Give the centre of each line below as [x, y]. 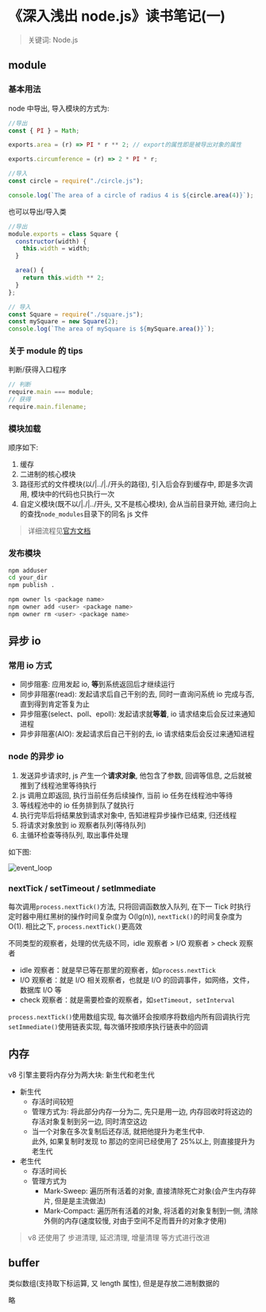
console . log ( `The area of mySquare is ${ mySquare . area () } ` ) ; [112, 329]
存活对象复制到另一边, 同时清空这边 [89, 1121]
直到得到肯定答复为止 [54, 704]
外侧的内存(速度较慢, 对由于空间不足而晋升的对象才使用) [135, 1221]
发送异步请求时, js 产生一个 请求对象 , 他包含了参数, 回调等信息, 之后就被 [136, 775]
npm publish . [32, 585]
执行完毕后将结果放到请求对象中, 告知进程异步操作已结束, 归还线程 [128, 815]
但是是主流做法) [80, 1201]
